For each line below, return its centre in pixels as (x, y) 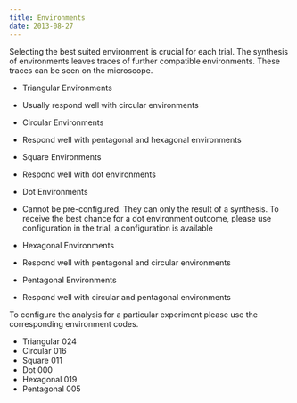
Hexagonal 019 (49, 379)
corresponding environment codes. (74, 323)
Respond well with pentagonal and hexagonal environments (132, 139)
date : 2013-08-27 (41, 26)
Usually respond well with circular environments (110, 105)
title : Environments (48, 17)
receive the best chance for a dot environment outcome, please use (147, 218)
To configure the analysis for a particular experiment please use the (134, 315)
